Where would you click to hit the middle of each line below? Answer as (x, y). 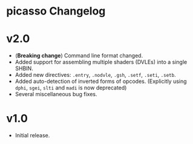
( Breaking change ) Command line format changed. (79, 56)
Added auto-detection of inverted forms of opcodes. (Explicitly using (101, 81)
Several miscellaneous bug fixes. (56, 94)
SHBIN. (24, 68)
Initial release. (32, 136)
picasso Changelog (56, 11)
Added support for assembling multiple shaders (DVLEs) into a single (101, 62)
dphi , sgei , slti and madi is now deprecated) (71, 88)
